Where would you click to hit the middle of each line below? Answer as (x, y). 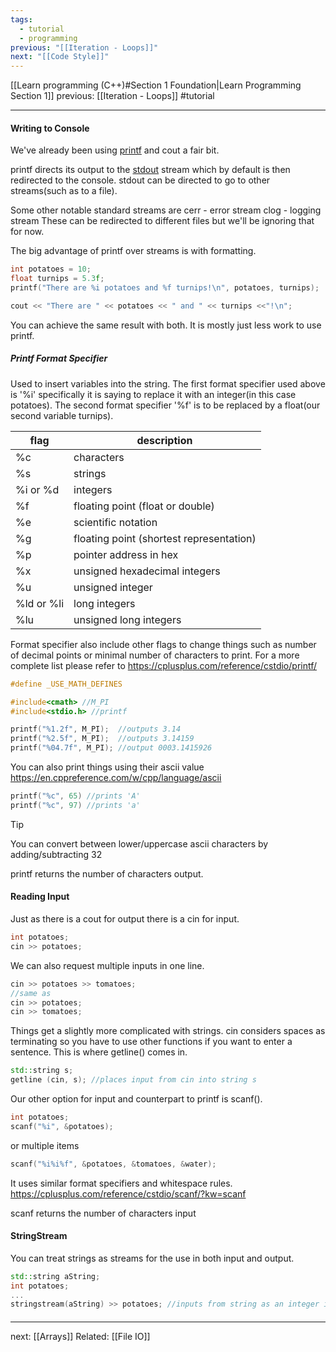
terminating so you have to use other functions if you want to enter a (151, 1042)
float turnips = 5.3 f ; (57, 279)
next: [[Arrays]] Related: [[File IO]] (80, 1336)
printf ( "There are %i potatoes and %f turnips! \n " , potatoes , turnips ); (165, 288)
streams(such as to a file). (64, 191)
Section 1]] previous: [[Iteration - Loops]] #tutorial (112, 96)
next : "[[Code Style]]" (60, 57)
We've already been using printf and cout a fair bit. (115, 150)
